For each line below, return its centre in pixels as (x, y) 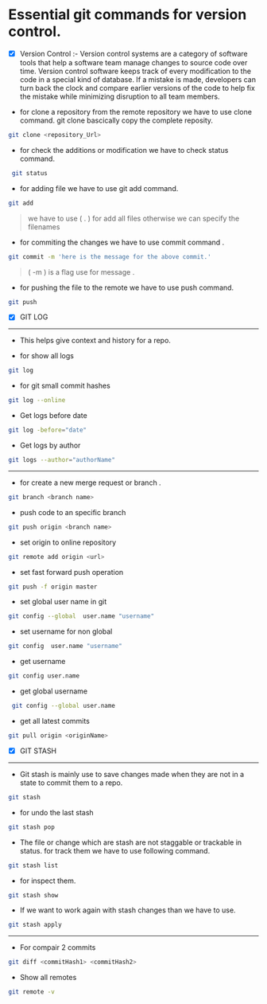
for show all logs (46, 356)
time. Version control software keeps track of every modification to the (135, 71)
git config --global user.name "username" (81, 616)
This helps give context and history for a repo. (95, 341)
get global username (54, 691)
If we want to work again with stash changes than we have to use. (128, 910)
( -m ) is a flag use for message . (81, 272)
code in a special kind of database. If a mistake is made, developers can (138, 80)
